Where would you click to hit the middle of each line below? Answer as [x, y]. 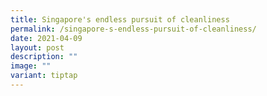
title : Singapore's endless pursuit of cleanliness [120, 19]
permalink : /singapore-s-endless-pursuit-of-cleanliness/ [133, 29]
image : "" [31, 66]
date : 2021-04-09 [46, 38]
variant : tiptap [44, 76]
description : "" [44, 57]
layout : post [37, 47]
